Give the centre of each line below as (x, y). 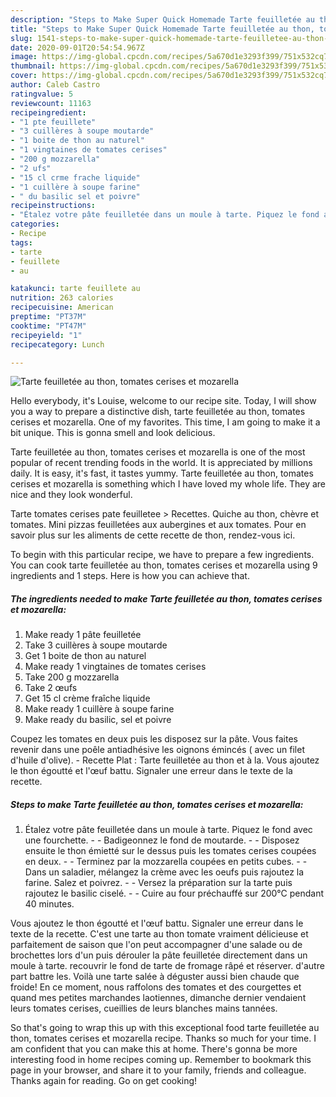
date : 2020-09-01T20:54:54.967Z (77, 47)
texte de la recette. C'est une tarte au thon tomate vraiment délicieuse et (159, 934)
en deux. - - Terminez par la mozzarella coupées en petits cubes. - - (166, 862)
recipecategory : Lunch (57, 344)
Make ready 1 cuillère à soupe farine (99, 709)
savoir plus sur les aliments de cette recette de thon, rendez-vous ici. (153, 535)
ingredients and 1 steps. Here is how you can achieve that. (130, 576)
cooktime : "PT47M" (48, 326)
